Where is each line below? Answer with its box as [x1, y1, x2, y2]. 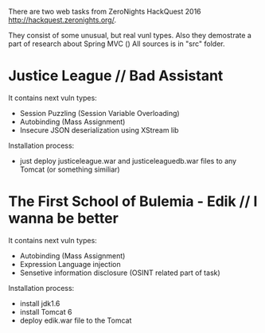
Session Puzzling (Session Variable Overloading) [19, 108, 181, 118]
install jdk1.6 [19, 298, 60, 308]
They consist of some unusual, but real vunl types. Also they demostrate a [8, 31, 252, 40]
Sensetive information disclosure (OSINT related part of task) [19, 268, 220, 277]
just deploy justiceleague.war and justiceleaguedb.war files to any [19, 156, 237, 165]
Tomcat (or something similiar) [19, 165, 121, 174]
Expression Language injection [19, 259, 121, 269]
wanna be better [8, 210, 119, 227]
